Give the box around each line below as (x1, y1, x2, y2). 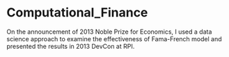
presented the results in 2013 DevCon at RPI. (6, 42, 135, 50)
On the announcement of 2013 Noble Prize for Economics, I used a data (6, 27, 212, 36)
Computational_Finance (6, 5, 148, 21)
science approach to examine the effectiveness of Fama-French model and (6, 34, 222, 43)
